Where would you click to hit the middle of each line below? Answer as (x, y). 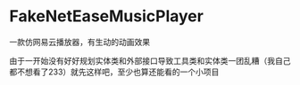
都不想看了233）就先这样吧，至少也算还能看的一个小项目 (114, 72)
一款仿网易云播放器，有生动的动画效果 (79, 42)
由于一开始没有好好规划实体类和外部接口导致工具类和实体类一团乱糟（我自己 (150, 60)
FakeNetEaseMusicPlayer (106, 16)
